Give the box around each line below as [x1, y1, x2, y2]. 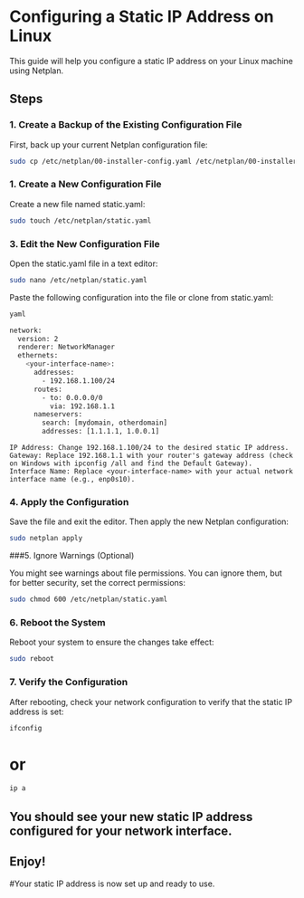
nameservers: [33, 410, 83, 419]
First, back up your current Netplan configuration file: [9, 139, 208, 150]
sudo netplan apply [9, 534, 83, 543]
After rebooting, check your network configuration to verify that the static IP [9, 696, 292, 707]
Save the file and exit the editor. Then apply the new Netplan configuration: [9, 516, 290, 527]
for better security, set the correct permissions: [9, 578, 185, 588]
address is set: [9, 706, 64, 717]
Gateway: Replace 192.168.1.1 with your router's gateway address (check [9, 451, 294, 461]
